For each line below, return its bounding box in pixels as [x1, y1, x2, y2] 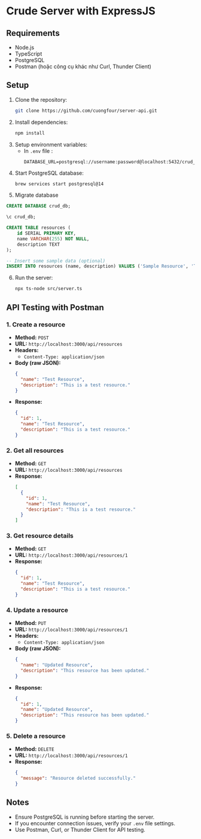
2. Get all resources [6, 446, 64, 454]
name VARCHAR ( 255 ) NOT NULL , [17, 236, 90, 242]
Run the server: [14, 274, 53, 282]
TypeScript [14, 50, 42, 57]
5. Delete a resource [6, 731, 66, 740]
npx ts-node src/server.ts [14, 286, 83, 292]
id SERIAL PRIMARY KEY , [17, 230, 77, 237]
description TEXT [17, 241, 60, 248]
